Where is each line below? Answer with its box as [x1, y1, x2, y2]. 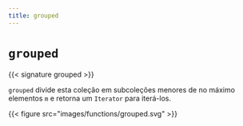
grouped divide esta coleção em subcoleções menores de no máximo [8, 85, 236, 94]
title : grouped [8, 11, 59, 20]
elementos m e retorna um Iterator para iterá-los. [8, 93, 172, 103]
